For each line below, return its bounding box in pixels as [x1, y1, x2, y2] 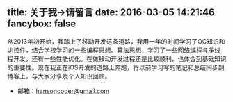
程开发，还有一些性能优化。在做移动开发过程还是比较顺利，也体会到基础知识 [7, 54, 227, 62]
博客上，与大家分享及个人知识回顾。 [7, 71, 111, 80]
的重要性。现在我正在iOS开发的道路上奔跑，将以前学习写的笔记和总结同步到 [7, 63, 225, 71]
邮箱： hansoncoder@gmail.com [17, 86, 110, 95]
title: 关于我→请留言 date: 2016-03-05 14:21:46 [7, 6, 215, 19]
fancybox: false [7, 18, 77, 30]
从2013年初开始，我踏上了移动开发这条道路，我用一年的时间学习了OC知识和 [7, 37, 225, 45]
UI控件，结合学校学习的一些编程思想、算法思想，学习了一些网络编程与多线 [7, 46, 221, 54]
